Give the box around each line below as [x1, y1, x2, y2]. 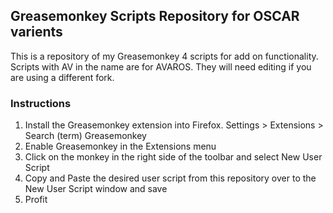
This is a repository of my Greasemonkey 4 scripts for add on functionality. [10, 50, 319, 62]
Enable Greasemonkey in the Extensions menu [24, 140, 217, 153]
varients [10, 24, 63, 41]
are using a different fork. [10, 71, 115, 83]
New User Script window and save [24, 183, 168, 195]
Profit [24, 194, 48, 206]
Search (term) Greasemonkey [24, 130, 147, 142]
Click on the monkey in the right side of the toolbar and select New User [24, 151, 323, 163]
